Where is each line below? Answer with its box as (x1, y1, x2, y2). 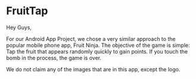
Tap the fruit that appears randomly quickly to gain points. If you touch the (6, 48, 188, 55)
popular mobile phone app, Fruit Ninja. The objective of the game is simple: (6, 42, 190, 49)
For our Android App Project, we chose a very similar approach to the (6, 35, 176, 42)
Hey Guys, (6, 24, 32, 31)
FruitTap (6, 4, 49, 18)
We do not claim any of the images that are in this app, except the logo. (6, 65, 181, 72)
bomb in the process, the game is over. (6, 54, 102, 61)
